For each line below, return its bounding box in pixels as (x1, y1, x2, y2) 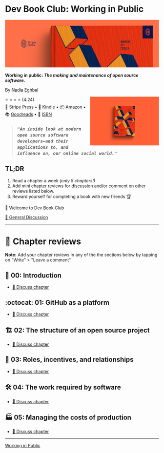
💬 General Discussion (5, 214, 48, 220)
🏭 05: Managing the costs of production (5, 413, 132, 421)
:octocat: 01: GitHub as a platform (5, 298, 110, 307)
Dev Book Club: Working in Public (5, 3, 144, 15)
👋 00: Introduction (5, 271, 62, 279)
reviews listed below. (12, 188, 55, 194)
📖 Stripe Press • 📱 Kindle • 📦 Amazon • (5, 104, 86, 110)
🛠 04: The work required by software (5, 383, 121, 392)
